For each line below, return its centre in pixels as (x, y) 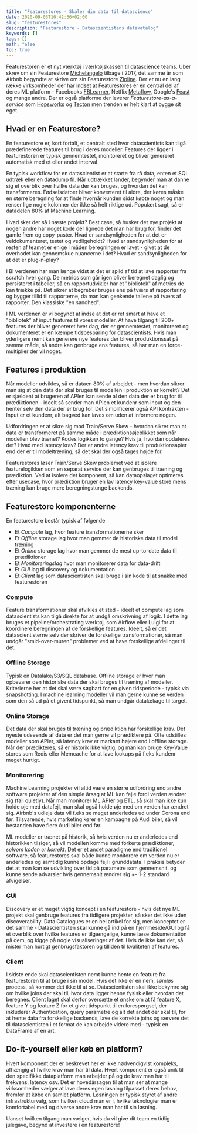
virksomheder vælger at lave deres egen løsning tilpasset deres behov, (92, 1088)
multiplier (17, 351)
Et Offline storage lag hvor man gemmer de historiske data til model (96, 538)
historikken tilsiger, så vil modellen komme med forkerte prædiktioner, (90, 843)
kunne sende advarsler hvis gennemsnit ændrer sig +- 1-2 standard (88, 874)
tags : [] (17, 39)
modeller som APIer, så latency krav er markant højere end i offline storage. (97, 741)
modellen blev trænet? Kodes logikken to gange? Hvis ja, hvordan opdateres (98, 439)
